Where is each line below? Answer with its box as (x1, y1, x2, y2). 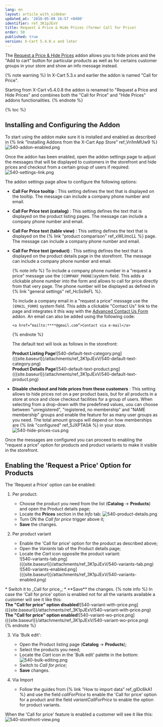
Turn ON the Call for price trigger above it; (19, 516, 105, 522)
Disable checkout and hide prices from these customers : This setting (12, 385, 156, 391)
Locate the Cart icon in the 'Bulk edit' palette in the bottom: (19, 652, 139, 658)
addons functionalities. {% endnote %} (5, 97, 83, 103)
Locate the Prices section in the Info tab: (19, 511, 102, 517)
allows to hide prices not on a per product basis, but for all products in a (12, 391, 157, 397)
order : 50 (5, 30, 25, 35)
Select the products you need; (19, 647, 81, 653)
